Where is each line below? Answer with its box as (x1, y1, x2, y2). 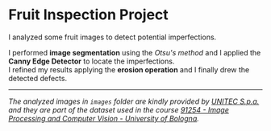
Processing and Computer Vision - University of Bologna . (8, 113, 200, 123)
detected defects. (8, 73, 67, 83)
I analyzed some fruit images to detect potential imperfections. (8, 32, 217, 42)
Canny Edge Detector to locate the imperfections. (8, 56, 175, 66)
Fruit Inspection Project (8, 6, 169, 24)
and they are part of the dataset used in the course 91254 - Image (8, 104, 230, 114)
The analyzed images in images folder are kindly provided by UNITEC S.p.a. (8, 96, 260, 106)
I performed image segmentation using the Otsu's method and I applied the (8, 47, 261, 57)
